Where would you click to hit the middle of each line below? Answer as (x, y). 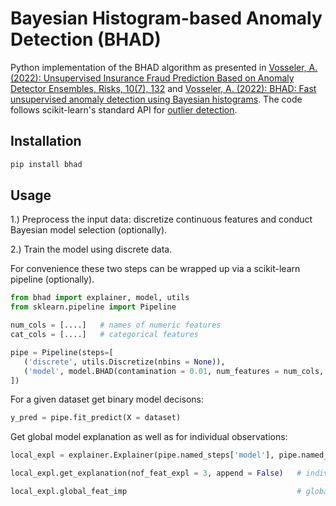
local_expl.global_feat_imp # (156, 492)
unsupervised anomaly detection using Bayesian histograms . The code (156, 99)
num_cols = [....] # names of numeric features (116, 325)
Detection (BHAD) (86, 39)
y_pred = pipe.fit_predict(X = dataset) (96, 418)
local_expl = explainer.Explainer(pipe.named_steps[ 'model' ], (142, 455)
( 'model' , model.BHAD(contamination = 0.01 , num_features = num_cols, (174, 371)
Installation (46, 141)
